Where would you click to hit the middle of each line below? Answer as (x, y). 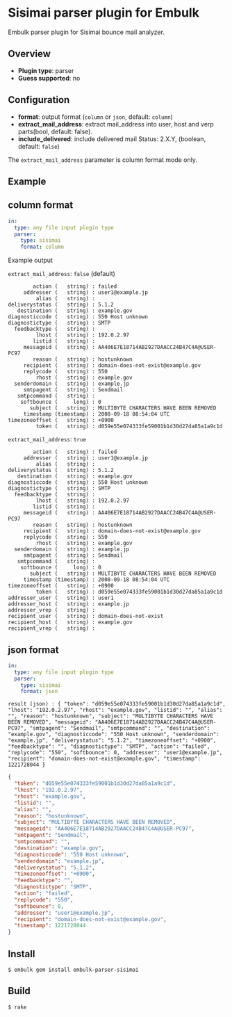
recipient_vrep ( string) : (52, 628)
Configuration (39, 100)
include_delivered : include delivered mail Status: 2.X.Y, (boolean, (112, 139)
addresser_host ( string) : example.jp (69, 604)
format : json (39, 692)
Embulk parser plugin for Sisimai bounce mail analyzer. (86, 32)
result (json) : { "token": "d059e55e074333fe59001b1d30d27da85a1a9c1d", (117, 704)
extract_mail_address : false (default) (61, 274)
